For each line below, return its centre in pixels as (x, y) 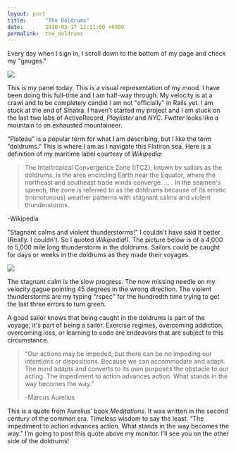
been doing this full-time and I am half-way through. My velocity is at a (110, 95)
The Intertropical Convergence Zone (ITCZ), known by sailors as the (123, 168)
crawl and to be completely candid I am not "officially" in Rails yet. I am (110, 103)
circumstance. (28, 340)
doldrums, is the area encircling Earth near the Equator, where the (120, 175)
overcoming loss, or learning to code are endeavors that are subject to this (116, 333)
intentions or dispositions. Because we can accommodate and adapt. (125, 362)
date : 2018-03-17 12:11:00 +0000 (66, 27)
